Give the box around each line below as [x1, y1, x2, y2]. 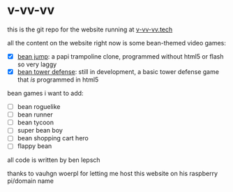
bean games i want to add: [7, 89, 84, 98]
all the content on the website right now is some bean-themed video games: [7, 38, 227, 47]
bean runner [17, 110, 54, 119]
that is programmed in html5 [17, 75, 99, 84]
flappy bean [17, 142, 52, 150]
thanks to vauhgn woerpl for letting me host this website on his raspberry [7, 170, 218, 178]
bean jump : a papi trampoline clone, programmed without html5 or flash [17, 52, 225, 61]
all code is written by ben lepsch [7, 156, 100, 164]
